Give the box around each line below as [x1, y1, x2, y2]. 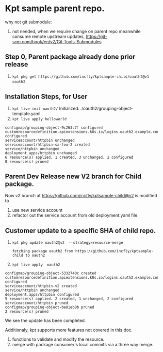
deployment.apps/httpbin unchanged [5, 151, 77, 155]
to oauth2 [25, 253, 45, 258]
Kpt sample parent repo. [5, 3, 105, 14]
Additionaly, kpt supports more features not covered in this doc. [5, 327, 132, 333]
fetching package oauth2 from [12, 249, 74, 254]
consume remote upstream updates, [12, 34, 85, 39]
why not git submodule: [5, 19, 52, 25]
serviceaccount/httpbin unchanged [5, 138, 75, 143]
